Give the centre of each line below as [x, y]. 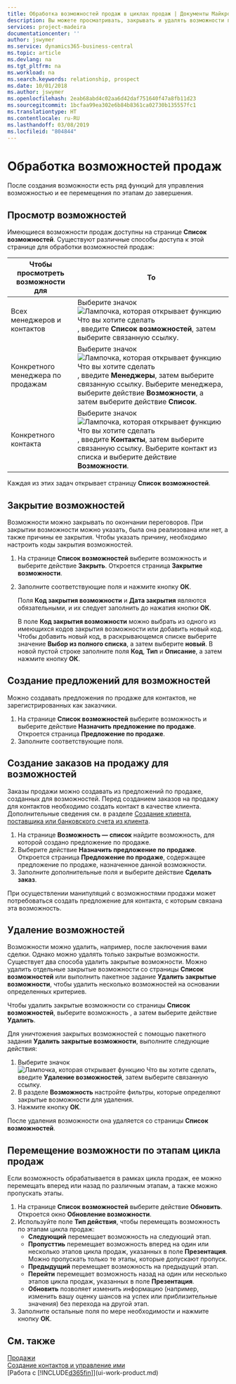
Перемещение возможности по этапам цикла [114, 1150]
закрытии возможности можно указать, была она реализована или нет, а [118, 529]
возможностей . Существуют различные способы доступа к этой [106, 240]
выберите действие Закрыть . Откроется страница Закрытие [110, 566]
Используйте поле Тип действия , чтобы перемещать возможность [119, 1222]
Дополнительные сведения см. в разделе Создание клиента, [99, 814]
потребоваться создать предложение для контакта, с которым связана [115, 901]
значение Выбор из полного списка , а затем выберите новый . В [115, 644]
